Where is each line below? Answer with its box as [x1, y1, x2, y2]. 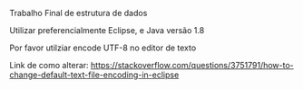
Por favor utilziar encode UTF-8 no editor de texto [9, 42, 197, 53]
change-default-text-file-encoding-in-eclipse [9, 69, 180, 80]
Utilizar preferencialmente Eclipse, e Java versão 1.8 [9, 25, 205, 35]
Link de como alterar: [9, 60, 89, 70]
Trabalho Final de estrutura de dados [9, 8, 148, 18]
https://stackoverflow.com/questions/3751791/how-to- [90, 60, 295, 70]
